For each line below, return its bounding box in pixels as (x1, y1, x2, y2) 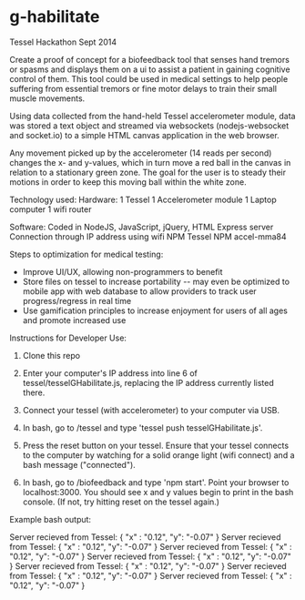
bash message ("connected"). (22, 459, 137, 470)
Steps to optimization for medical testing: (9, 249, 164, 259)
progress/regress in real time (22, 295, 132, 306)
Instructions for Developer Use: (9, 332, 127, 343)
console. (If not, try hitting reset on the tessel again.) (22, 496, 220, 507)
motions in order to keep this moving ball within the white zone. (9, 176, 248, 188)
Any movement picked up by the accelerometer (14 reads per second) (9, 147, 272, 158)
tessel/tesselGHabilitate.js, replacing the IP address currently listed (22, 377, 275, 388)
